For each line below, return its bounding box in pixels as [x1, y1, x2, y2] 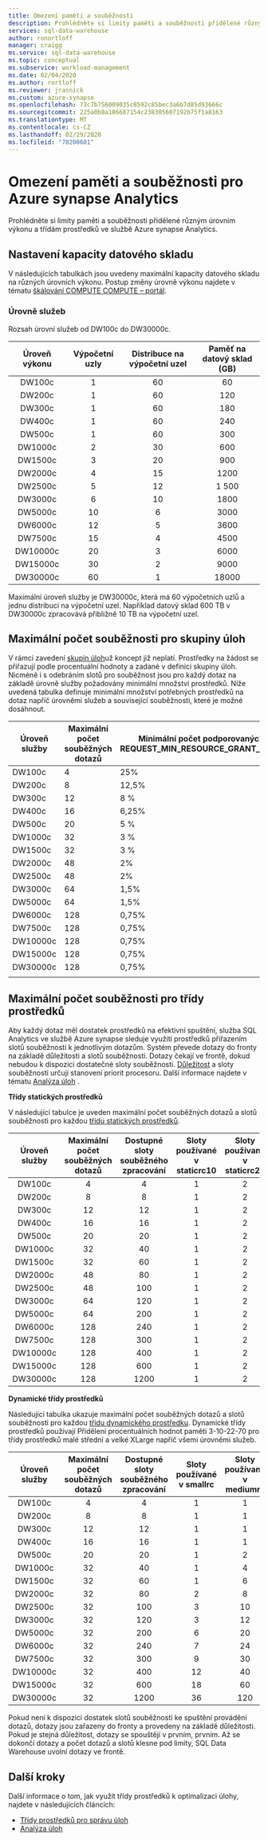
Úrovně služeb [8, 306, 66, 317]
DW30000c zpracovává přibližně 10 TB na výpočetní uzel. [8, 609, 199, 618]
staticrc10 [176, 1165, 217, 1176]
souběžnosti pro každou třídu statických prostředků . [8, 1116, 180, 1126]
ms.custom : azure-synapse [8, 94, 94, 102]
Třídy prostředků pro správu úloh [19, 1815, 129, 1824]
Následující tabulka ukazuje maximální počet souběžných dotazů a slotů [8, 1409, 245, 1420]
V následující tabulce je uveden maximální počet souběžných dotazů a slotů [8, 1108, 258, 1117]
